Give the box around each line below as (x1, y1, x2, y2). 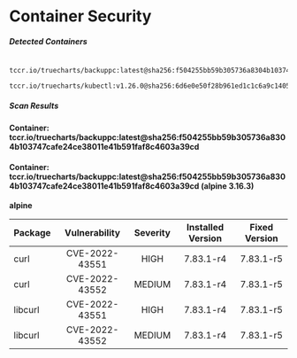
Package (13, 227, 51, 239)
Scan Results (9, 100, 59, 111)
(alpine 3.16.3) (200, 180, 255, 191)
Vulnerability (65, 227, 121, 239)
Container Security (9, 6, 152, 27)
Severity (133, 227, 171, 239)
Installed (187, 222, 225, 234)
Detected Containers (9, 35, 88, 46)
